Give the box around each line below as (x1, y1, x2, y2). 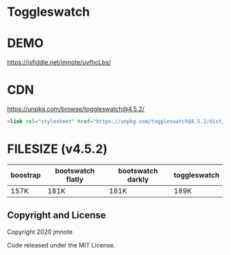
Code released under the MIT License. (7, 241, 116, 249)
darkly (127, 174, 149, 184)
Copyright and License (7, 210, 106, 221)
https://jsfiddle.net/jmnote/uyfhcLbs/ (7, 58, 112, 66)
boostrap (10, 170, 41, 180)
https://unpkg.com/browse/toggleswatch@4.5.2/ (7, 105, 145, 113)
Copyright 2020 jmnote (7, 228, 73, 236)
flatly (66, 174, 84, 184)
